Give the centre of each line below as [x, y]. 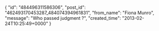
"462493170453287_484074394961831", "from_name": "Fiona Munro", [79, 13]
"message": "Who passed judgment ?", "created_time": [63, 18]
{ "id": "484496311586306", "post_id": [45, 7]
